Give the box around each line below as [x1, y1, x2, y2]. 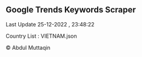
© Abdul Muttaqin [5, 44, 51, 51]
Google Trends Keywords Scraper [5, 5, 136, 15]
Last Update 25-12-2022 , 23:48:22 [5, 20, 95, 28]
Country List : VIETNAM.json [5, 32, 77, 40]
